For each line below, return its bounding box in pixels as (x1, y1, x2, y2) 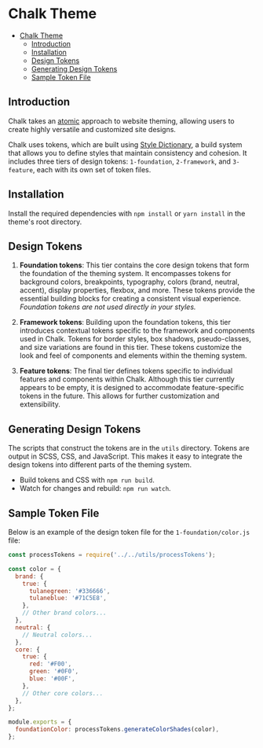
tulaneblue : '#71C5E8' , (28, 595, 108, 602)
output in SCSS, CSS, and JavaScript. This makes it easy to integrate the (8, 451, 243, 461)
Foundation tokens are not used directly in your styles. (19, 302, 196, 311)
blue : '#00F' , (28, 675, 76, 683)
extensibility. (19, 400, 61, 409)
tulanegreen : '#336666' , (28, 587, 111, 595)
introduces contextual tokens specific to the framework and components (19, 326, 255, 335)
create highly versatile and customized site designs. (8, 124, 177, 134)
